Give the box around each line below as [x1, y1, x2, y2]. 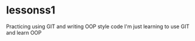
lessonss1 [6, 4, 56, 17]
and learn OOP [6, 29, 42, 36]
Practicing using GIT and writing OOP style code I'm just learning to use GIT [6, 23, 190, 30]
